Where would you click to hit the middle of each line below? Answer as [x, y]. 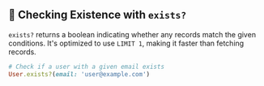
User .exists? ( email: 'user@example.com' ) [79, 74]
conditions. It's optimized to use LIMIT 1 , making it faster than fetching [126, 43]
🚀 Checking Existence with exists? [98, 15]
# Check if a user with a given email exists [86, 67]
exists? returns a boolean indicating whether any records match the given [132, 34]
